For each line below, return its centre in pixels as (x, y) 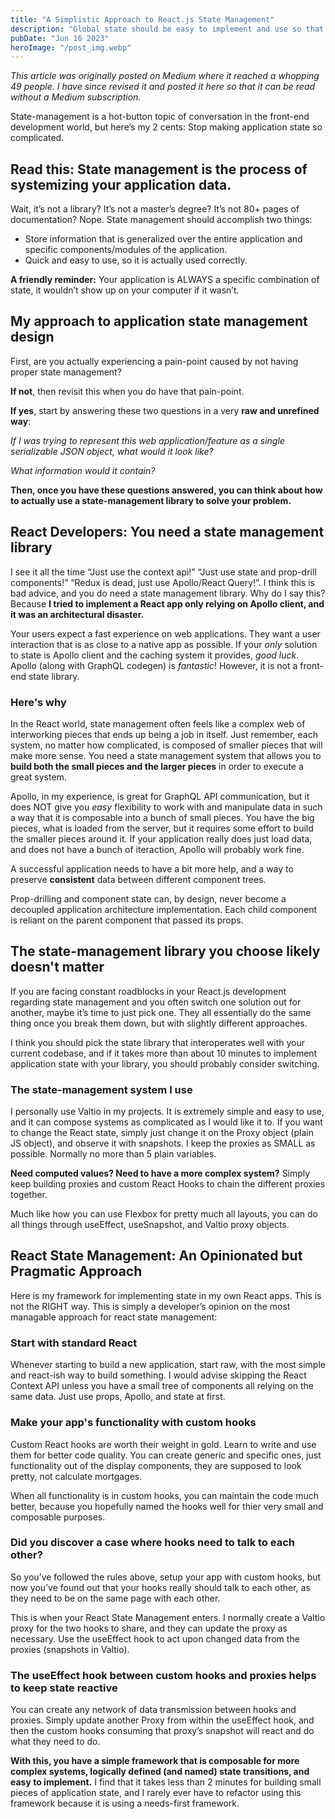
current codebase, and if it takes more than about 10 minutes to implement (164, 1053)
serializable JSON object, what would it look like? (112, 451)
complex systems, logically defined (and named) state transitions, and (160, 1772)
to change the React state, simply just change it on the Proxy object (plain (162, 1133)
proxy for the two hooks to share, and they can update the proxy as (149, 1628)
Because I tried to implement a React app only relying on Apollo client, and (167, 603)
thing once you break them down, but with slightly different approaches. (159, 1023)
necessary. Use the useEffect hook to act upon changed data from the (155, 1638)
